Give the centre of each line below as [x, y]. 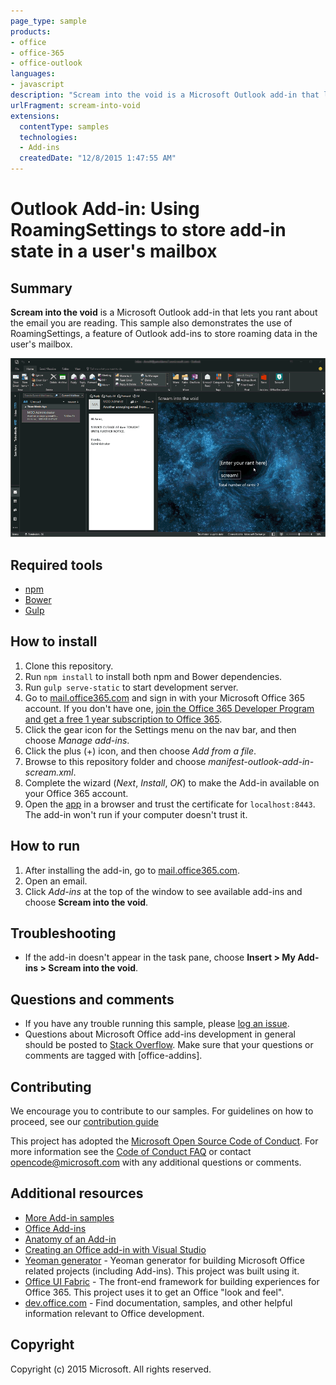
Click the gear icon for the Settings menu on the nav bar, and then [160, 729]
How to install [54, 641]
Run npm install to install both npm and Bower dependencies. [153, 676]
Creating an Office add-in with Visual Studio [115, 1249]
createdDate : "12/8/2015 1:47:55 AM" [98, 158]
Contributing [51, 1086]
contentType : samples [64, 126]
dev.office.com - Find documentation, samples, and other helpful [158, 1302]
